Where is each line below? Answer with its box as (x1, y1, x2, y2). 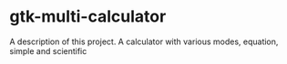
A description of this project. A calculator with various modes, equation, (9, 36, 279, 47)
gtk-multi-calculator (9, 6, 167, 27)
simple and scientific (9, 45, 87, 56)
